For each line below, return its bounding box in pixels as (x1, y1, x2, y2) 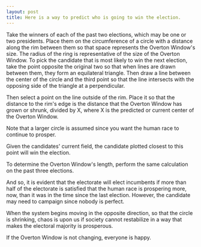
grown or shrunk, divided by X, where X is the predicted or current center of (6, 106, 194, 114)
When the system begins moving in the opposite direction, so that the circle (6, 209, 193, 216)
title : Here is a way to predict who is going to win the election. (6, 14, 181, 20)
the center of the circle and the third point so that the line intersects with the (6, 76, 194, 83)
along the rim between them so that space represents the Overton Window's (6, 43, 196, 51)
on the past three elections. (6, 166, 74, 174)
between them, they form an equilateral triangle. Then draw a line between (6, 69, 191, 76)
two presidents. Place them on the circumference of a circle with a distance (6, 37, 193, 44)
